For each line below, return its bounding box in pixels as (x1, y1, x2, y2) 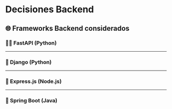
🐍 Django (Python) (5, 58, 52, 66)
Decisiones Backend (5, 4, 94, 15)
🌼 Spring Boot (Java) (5, 97, 58, 104)
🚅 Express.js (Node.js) (5, 78, 62, 85)
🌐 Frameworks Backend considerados (5, 24, 130, 33)
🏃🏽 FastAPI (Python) (5, 39, 57, 47)
